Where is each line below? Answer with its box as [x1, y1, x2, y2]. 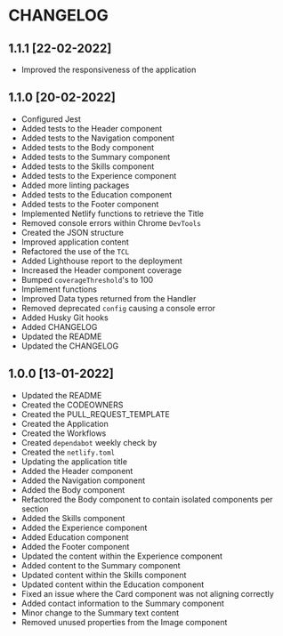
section [20, 503, 49, 514]
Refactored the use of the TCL [20, 246, 130, 256]
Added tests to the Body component [20, 141, 155, 152]
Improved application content [20, 237, 130, 247]
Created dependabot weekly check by [20, 437, 158, 447]
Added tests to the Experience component [20, 170, 177, 181]
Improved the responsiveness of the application [20, 64, 197, 75]
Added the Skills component [20, 512, 125, 523]
